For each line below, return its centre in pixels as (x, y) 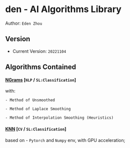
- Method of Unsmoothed (30, 100)
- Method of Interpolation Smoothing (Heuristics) (59, 118)
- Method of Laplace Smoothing (38, 109)
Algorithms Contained (41, 67)
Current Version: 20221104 (39, 51)
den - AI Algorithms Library (63, 9)
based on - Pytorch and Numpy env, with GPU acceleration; (65, 140)
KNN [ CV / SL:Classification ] (36, 129)
